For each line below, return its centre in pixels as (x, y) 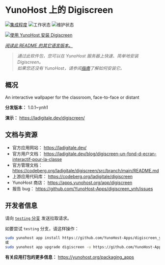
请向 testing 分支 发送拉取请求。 (38, 218)
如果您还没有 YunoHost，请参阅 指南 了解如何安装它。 (71, 68)
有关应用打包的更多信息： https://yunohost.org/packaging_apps (69, 257)
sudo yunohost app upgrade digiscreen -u (48, 247)
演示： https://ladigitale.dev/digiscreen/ (45, 118)
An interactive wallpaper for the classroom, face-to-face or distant (72, 97)
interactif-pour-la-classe (37, 159)
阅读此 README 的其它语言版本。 (39, 45)
